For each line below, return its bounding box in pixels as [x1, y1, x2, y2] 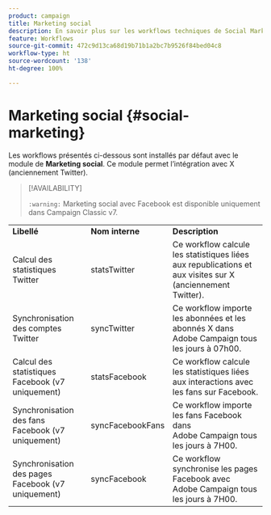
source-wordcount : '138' [8, 57, 92, 65]
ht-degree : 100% [8, 65, 63, 73]
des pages [12, 468, 52, 479]
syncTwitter [90, 323, 135, 334]
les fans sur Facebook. [172, 386, 259, 397]
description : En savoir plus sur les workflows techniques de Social [8, 27, 248, 35]
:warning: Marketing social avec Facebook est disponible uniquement [27, 199, 261, 209]
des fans [12, 414, 46, 425]
